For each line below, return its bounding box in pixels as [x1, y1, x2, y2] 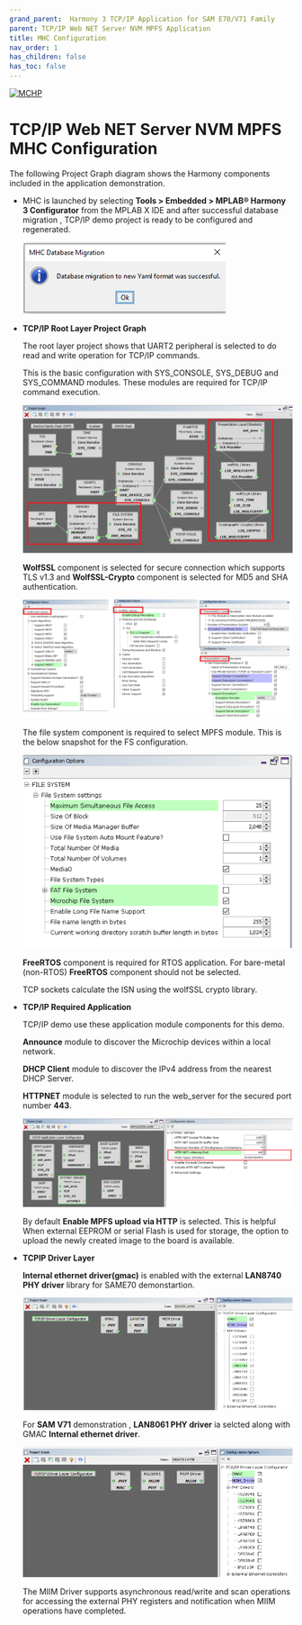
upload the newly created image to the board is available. [22, 1234, 235, 1246]
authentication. [22, 582, 78, 592]
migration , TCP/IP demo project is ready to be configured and [22, 214, 253, 225]
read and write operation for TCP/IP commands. [22, 349, 200, 360]
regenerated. [22, 223, 71, 234]
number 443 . [22, 1100, 72, 1111]
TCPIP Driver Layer [22, 1252, 95, 1263]
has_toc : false [9, 62, 67, 71]
